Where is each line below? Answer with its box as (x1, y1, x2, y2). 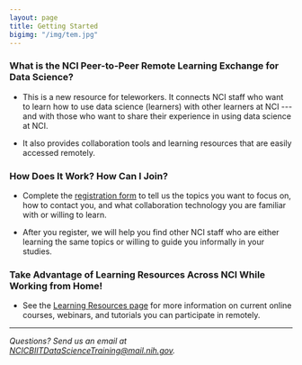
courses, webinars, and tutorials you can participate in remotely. (22, 310, 261, 321)
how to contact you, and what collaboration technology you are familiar (22, 199, 287, 210)
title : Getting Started (9, 22, 99, 31)
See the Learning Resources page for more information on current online (22, 300, 292, 311)
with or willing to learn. (22, 209, 107, 220)
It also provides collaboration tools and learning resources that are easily (22, 137, 292, 149)
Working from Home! (9, 279, 103, 292)
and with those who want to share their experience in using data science (22, 110, 292, 122)
